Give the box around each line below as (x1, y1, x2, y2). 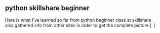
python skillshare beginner (5, 4, 90, 12)
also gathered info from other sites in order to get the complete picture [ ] (5, 22, 156, 28)
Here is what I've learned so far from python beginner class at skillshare (5, 17, 152, 23)
